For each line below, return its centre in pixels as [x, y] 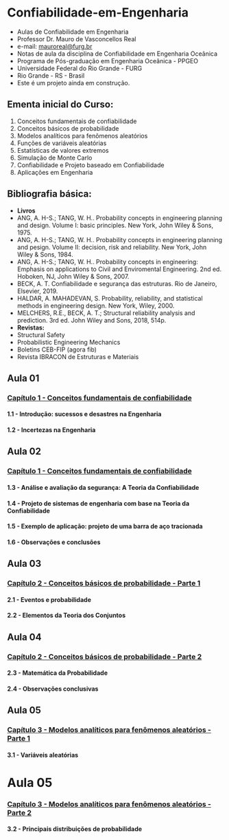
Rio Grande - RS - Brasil [51, 75]
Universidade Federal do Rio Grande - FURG [80, 68]
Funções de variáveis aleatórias [62, 143]
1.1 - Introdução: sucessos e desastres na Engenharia [84, 414]
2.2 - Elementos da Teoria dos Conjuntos [67, 615]
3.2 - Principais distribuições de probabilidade [75, 829]
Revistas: [31, 327]
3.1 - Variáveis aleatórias [43, 755]
